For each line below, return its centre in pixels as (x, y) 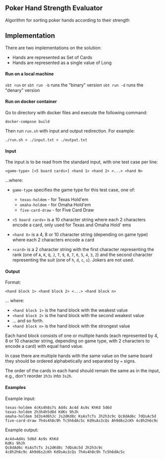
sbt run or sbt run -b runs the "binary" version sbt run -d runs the (74, 85)
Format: (13, 282)
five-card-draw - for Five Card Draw (57, 210)
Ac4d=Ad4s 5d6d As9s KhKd (32, 439)
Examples (16, 388)
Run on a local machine (29, 74)
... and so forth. (28, 321)
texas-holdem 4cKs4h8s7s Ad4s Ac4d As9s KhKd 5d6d (58, 407)
